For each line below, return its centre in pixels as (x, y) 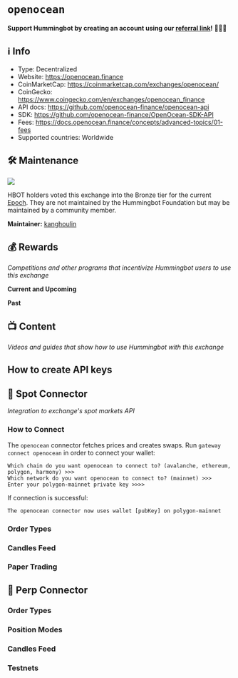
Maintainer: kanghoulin (42, 223)
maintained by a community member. (62, 210)
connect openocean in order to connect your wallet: (81, 452)
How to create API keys (60, 369)
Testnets (23, 668)
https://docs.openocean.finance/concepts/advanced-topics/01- (129, 122)
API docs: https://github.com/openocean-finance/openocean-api (113, 107)
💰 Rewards (33, 247)
